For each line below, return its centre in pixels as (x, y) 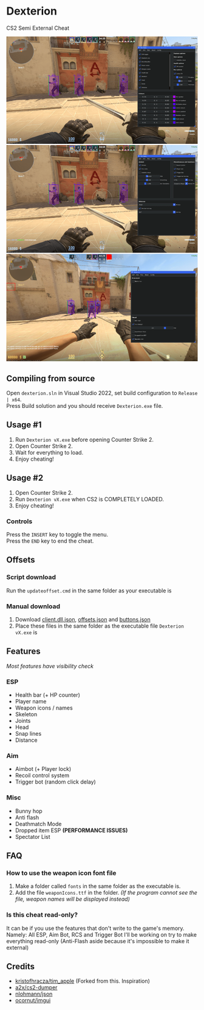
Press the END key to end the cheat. (50, 541)
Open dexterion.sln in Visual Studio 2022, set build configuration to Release (102, 393)
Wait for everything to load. (49, 452)
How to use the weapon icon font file (61, 873)
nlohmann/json (34, 994)
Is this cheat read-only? (42, 915)
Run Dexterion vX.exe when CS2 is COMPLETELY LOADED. (89, 499)
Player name (31, 702)
